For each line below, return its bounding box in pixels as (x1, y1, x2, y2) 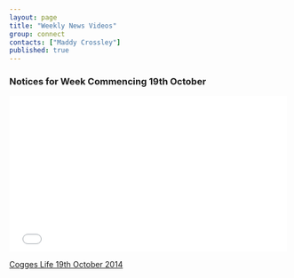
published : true (9, 46, 69, 55)
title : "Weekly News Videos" (9, 21, 117, 30)
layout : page (9, 12, 58, 22)
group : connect (9, 29, 66, 38)
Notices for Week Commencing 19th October (9, 75, 207, 88)
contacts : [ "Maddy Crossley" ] (9, 37, 122, 47)
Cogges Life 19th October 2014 (9, 259, 123, 270)
